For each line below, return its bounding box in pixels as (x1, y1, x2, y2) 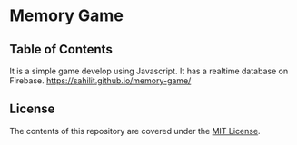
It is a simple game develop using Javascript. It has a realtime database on (9, 65, 289, 76)
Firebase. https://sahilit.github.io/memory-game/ (9, 75, 192, 86)
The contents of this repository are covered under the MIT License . (9, 125, 261, 136)
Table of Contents (9, 42, 114, 57)
